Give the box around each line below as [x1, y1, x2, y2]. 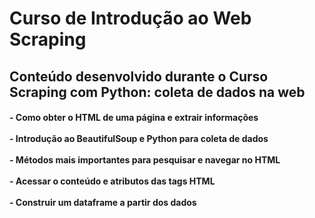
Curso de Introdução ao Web [9, 7, 252, 30]
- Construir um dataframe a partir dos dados [9, 197, 197, 209]
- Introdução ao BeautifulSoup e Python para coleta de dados [9, 133, 269, 145]
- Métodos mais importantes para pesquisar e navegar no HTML [9, 154, 281, 166]
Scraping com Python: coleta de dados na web [9, 83, 306, 101]
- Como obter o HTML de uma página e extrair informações [9, 112, 259, 124]
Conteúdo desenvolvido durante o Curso [9, 68, 269, 85]
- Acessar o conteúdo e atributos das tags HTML [9, 175, 216, 187]
